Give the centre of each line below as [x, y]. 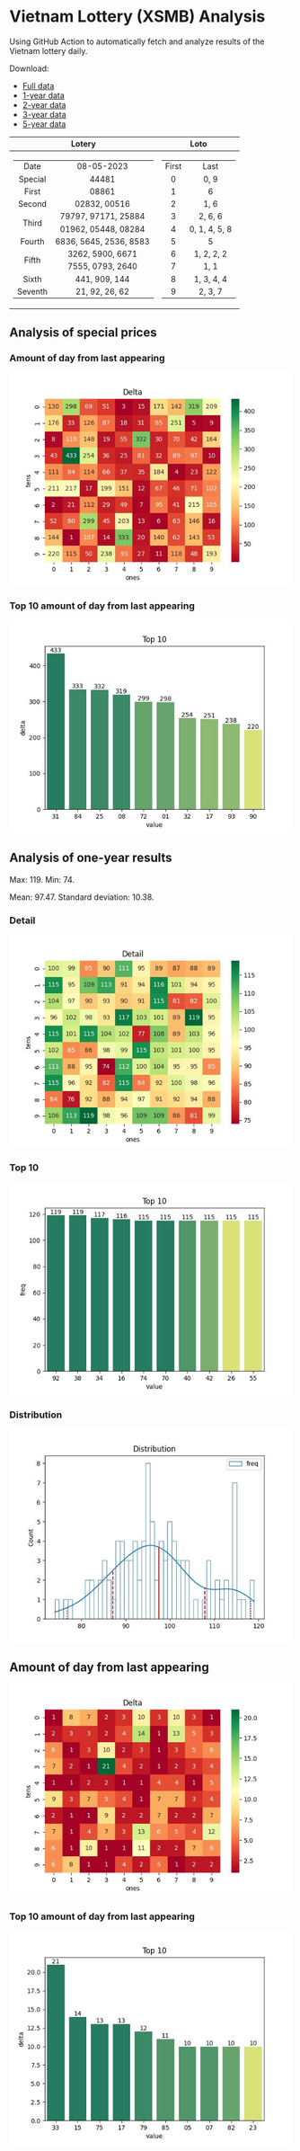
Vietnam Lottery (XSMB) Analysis [137, 17]
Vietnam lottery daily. [49, 50]
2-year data [44, 104]
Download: [29, 68]
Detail [22, 920]
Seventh [32, 291]
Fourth [32, 241]
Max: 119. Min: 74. [42, 879]
